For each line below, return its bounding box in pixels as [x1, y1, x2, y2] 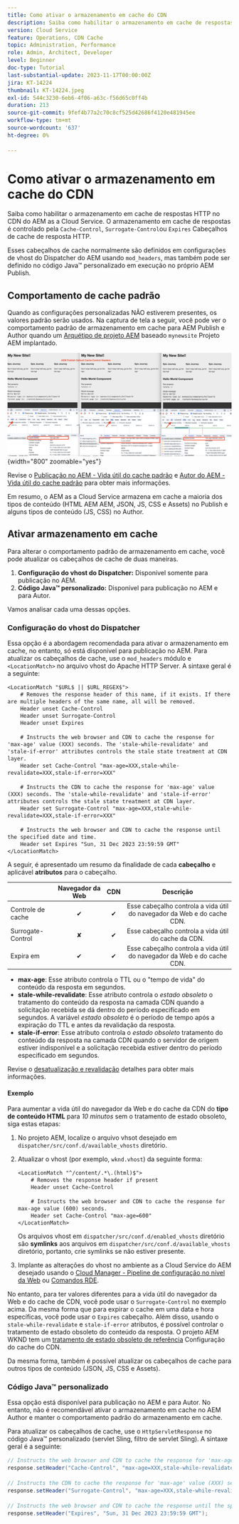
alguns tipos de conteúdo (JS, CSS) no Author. [7, 508, 144, 516]
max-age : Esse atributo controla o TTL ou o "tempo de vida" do [17, 975, 205, 984]
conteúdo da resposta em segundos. [17, 982, 126, 991]
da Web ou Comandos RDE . [17, 1276, 100, 1284]
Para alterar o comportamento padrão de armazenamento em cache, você [7, 547, 225, 555]
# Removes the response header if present [31, 1177, 159, 1184]
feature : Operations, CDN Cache [7, 34, 103, 41]
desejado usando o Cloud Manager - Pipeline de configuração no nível [17, 1269, 225, 1277]
